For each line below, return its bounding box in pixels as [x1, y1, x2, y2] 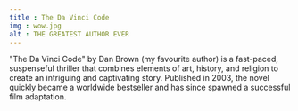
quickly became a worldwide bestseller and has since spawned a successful [9, 82, 291, 93]
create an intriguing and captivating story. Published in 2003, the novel [9, 73, 269, 83]
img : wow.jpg [9, 21, 62, 30]
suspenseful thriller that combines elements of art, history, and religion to [9, 63, 279, 74]
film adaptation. [9, 91, 67, 102]
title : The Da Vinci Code [9, 12, 110, 22]
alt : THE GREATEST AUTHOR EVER [9, 29, 129, 38]
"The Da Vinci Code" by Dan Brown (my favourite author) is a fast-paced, [9, 54, 279, 65]
